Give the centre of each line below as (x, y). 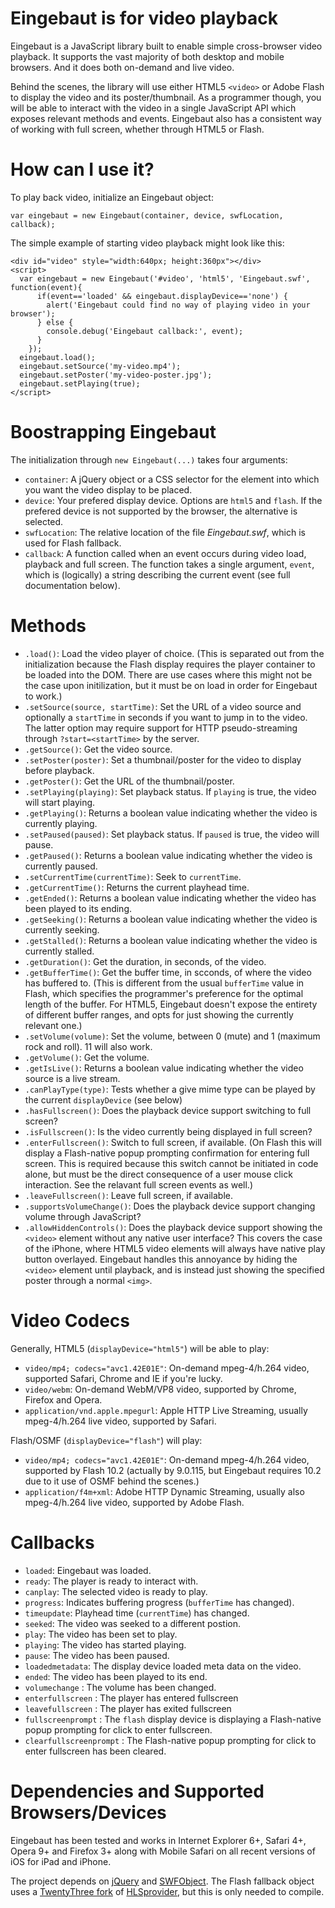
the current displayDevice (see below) (103, 1099)
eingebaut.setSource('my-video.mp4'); (100, 366)
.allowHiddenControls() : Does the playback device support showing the (173, 1227)
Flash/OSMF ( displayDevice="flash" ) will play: (106, 1440)
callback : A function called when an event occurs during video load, (165, 553)
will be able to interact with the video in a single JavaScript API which (153, 108)
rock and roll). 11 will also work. (88, 1046)
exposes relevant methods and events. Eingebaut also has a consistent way (166, 118)
